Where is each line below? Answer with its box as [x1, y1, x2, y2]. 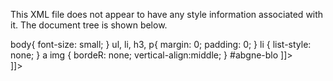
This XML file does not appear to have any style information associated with [10, 9, 324, 20]
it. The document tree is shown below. [10, 19, 168, 31]
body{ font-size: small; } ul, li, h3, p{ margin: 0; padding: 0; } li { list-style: [10, 39, 312, 50]
